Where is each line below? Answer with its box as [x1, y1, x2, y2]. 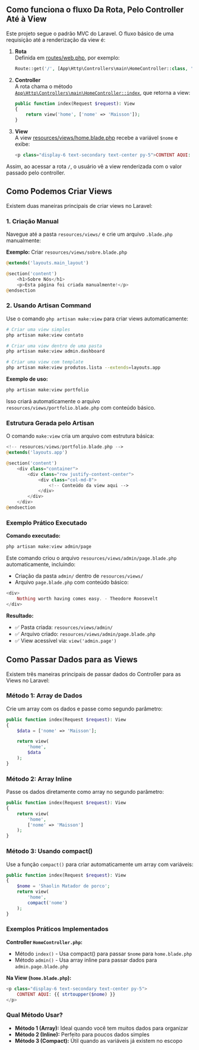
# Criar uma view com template [6, 359, 84, 365]
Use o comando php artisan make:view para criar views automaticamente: [6, 315, 189, 322]
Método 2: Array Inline [6, 774, 72, 783]
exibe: [14, 141, 30, 148]
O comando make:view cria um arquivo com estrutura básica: [6, 432, 154, 440]
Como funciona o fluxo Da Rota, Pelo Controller [6, 5, 184, 15]
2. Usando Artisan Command [6, 301, 91, 310]
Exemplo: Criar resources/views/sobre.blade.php [6, 248, 128, 256]
